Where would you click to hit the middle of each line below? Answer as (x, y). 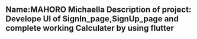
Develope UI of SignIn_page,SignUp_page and (92, 19)
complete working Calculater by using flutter (90, 28)
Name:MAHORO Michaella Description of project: (98, 10)
